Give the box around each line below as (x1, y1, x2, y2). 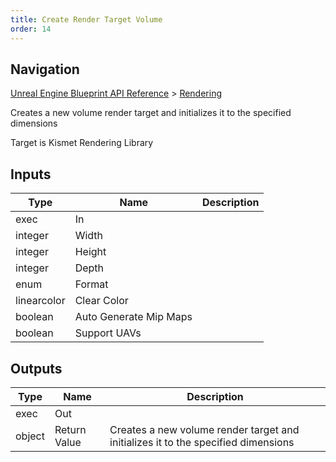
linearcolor (15, 294, 66, 308)
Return (54, 422, 87, 436)
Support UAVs (74, 326, 142, 340)
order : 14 (10, 24, 52, 34)
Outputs (10, 360, 63, 377)
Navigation (10, 61, 80, 78)
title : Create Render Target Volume (10, 14, 163, 25)
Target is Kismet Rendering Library (10, 137, 154, 149)
